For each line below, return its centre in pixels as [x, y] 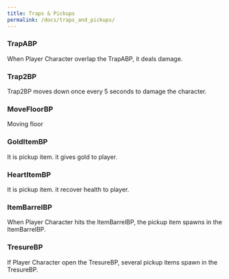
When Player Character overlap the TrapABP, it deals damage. [95, 58]
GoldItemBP [28, 142]
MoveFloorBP [30, 109]
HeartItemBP [29, 174]
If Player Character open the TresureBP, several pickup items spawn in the [112, 262]
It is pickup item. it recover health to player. [68, 189]
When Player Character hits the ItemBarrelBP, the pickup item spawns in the [115, 222]
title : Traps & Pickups [41, 13]
